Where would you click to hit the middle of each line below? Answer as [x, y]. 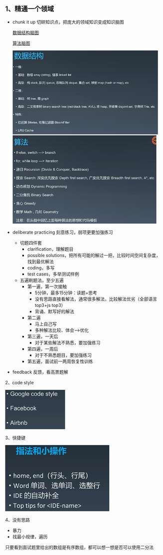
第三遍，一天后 [43, 336]
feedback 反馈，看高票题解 [40, 372]
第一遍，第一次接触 [47, 286]
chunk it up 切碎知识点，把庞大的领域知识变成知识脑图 [68, 22]
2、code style [19, 383]
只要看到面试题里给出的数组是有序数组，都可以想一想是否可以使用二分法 [79, 547]
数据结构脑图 [25, 32]
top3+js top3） [50, 305]
